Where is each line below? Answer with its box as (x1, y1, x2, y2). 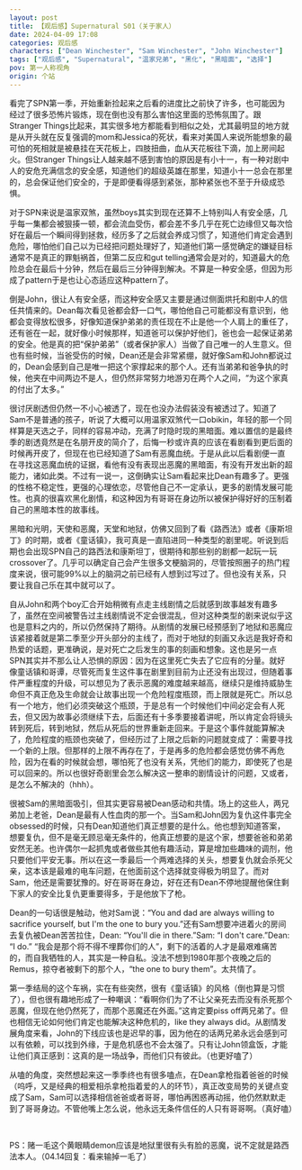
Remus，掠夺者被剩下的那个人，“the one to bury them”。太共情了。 (9, 963, 261, 974)
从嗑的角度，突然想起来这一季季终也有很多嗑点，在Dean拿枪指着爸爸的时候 (9, 1069, 289, 1080)
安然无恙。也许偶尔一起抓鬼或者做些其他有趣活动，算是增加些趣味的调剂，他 (9, 843, 293, 854)
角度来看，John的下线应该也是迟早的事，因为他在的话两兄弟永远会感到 (16, 1028, 280, 1038)
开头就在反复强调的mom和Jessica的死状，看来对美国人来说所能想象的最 (24, 132, 293, 142)
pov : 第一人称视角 (9, 64, 70, 73)
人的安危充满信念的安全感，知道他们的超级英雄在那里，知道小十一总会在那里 (9, 165, 293, 176)
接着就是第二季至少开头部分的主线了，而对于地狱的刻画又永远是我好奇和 (24, 632, 293, 643)
